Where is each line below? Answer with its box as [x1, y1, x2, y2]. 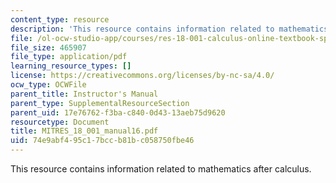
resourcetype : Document [10, 117, 110, 127]
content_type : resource [10, 14, 110, 25]
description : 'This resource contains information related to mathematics [10, 24, 329, 34]
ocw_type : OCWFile [10, 80, 87, 90]
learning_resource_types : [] [10, 61, 132, 71]
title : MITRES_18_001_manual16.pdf [10, 126, 159, 136]
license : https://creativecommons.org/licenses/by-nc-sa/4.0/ [10, 71, 275, 81]
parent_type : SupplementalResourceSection [10, 98, 190, 108]
